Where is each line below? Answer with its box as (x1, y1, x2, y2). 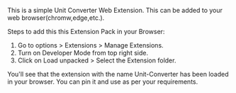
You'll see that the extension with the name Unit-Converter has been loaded (7, 70, 229, 78)
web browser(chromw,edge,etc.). (7, 13, 105, 22)
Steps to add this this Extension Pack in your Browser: (7, 28, 165, 35)
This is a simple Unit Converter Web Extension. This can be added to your (7, 6, 223, 14)
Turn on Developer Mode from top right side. (17, 49, 149, 57)
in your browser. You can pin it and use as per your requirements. (7, 77, 198, 86)
